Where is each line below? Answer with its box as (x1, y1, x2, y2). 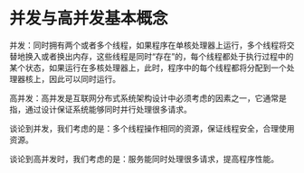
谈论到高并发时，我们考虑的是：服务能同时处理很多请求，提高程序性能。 (9, 153, 279, 164)
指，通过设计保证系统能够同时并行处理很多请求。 (9, 104, 192, 114)
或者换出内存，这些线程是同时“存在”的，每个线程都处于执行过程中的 (40, 50, 294, 61)
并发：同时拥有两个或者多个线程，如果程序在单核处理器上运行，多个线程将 (9, 40, 287, 50)
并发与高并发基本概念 (9, 8, 169, 29)
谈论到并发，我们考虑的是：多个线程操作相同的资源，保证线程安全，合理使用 (9, 123, 295, 133)
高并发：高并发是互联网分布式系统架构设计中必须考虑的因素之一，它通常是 (9, 92, 287, 104)
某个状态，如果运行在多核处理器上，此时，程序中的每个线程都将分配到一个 (9, 62, 287, 73)
